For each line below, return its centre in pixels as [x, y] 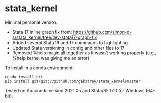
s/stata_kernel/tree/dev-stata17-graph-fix [54, 37]
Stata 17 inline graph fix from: [42, 32]
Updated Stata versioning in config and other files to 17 [68, 48]
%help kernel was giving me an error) [51, 58]
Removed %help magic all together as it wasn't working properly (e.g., [84, 53]
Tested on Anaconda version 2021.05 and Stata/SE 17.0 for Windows [75, 90]
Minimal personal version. [31, 22]
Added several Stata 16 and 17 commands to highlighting [70, 42]
